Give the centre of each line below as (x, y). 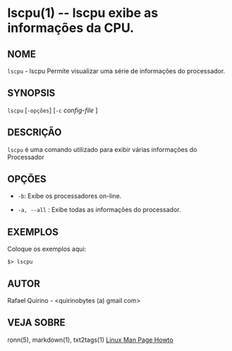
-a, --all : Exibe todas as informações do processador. (99, 210)
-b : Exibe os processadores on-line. (69, 196)
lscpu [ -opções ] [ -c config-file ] (53, 110)
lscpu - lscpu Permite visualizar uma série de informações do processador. (116, 71)
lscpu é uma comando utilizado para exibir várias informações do (102, 149)
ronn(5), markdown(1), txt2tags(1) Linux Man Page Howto (91, 340)
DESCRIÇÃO (35, 132)
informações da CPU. (71, 28)
